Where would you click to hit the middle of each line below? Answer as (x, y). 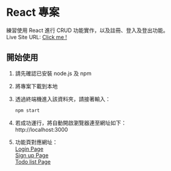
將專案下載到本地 (36, 86)
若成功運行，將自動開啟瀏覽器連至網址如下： (71, 123)
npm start (27, 110)
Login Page (29, 149)
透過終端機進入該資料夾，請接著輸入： (63, 99)
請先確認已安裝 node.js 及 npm (53, 73)
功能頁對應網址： (36, 142)
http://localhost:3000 (41, 129)
